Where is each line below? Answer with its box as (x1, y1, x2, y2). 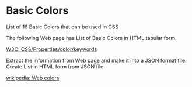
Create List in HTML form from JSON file (6, 63, 104, 70)
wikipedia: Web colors (6, 74, 60, 81)
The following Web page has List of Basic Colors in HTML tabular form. (6, 34, 177, 41)
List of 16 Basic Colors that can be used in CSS (6, 23, 119, 30)
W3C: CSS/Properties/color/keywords (6, 45, 97, 53)
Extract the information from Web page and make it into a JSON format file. (6, 57, 187, 64)
